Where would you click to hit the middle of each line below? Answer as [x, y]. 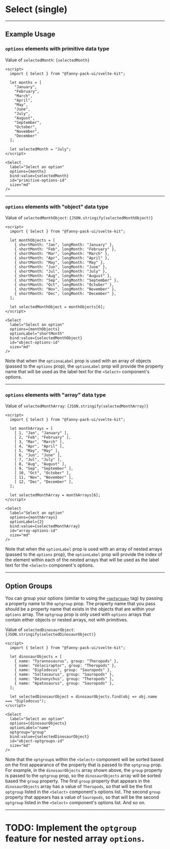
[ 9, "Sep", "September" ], [44, 469]
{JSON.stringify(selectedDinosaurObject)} [51, 635]
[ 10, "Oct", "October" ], [43, 473]
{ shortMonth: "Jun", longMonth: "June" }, [61, 267]
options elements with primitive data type [57, 49]
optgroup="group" [28, 732]
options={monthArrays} [34, 517]
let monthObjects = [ [33, 240]
